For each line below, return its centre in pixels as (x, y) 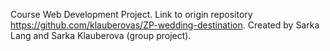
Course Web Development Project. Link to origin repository (131, 14)
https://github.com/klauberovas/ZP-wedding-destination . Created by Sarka (165, 25)
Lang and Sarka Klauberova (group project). (101, 35)
